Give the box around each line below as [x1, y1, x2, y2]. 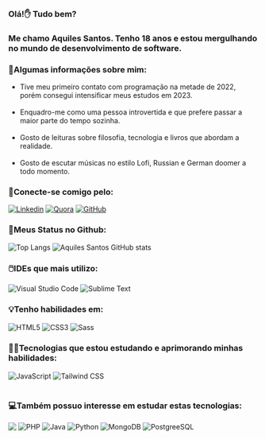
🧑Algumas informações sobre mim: [8, 64, 147, 75]
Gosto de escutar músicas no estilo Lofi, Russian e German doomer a [19, 158, 247, 168]
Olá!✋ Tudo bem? [8, 8, 77, 19]
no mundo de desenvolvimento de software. [8, 42, 182, 53]
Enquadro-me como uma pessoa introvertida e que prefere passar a [19, 107, 243, 117]
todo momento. [19, 167, 70, 177]
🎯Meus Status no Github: [8, 224, 107, 235]
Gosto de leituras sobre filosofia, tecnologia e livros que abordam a [19, 133, 240, 142]
